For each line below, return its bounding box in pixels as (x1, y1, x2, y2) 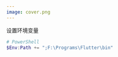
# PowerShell (6, 39, 40, 45)
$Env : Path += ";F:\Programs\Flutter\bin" (6, 44, 114, 51)
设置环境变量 (6, 26, 39, 34)
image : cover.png (6, 9, 51, 15)
